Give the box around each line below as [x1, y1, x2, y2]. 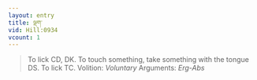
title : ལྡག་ [8, 19, 43, 27]
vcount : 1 [8, 33, 41, 42]
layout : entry [8, 11, 55, 20]
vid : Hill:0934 [8, 26, 58, 34]
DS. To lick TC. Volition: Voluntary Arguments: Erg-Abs [27, 64, 205, 73]
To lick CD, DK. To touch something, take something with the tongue [27, 55, 250, 64]
